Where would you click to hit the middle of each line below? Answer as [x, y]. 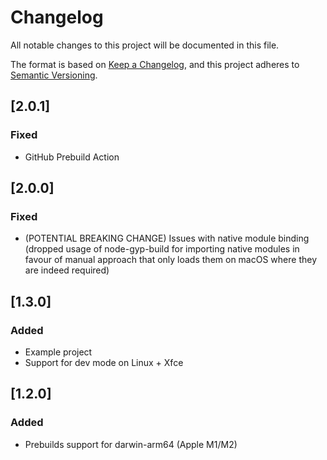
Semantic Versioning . [54, 75]
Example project [58, 352]
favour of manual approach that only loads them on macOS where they [170, 260]
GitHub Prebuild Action [72, 157]
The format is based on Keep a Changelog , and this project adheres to [155, 64]
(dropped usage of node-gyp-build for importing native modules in [162, 249]
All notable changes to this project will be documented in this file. [145, 45]
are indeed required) [67, 270]
